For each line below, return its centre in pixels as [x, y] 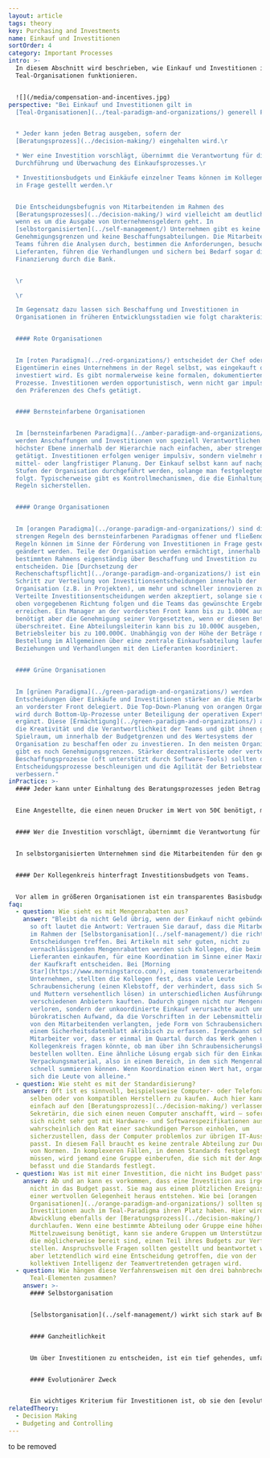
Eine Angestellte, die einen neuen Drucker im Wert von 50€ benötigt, [136, 811]
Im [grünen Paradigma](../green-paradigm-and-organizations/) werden [134, 692]
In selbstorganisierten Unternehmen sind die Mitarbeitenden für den [134, 854]
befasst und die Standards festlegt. [93, 1166]
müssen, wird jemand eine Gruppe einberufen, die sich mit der [138, 1159]
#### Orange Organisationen [63, 508]
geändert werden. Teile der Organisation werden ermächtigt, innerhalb [138, 551]
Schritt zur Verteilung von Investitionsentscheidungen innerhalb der [136, 581]
